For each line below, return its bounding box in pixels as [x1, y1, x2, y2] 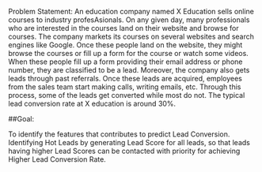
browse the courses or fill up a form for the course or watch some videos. [8, 49, 249, 58]
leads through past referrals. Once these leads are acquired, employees [8, 74, 243, 83]
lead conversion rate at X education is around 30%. [8, 99, 177, 108]
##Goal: [8, 114, 34, 123]
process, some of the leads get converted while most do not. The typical [8, 91, 245, 99]
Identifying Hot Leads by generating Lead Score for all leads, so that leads [8, 138, 251, 147]
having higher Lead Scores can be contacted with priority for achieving [8, 146, 241, 155]
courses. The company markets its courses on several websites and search [8, 32, 255, 41]
